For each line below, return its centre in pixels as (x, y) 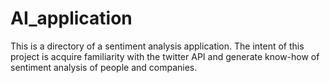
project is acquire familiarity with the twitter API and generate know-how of (165, 56)
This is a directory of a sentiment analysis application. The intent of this (157, 46)
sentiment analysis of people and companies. (104, 67)
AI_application (71, 18)
